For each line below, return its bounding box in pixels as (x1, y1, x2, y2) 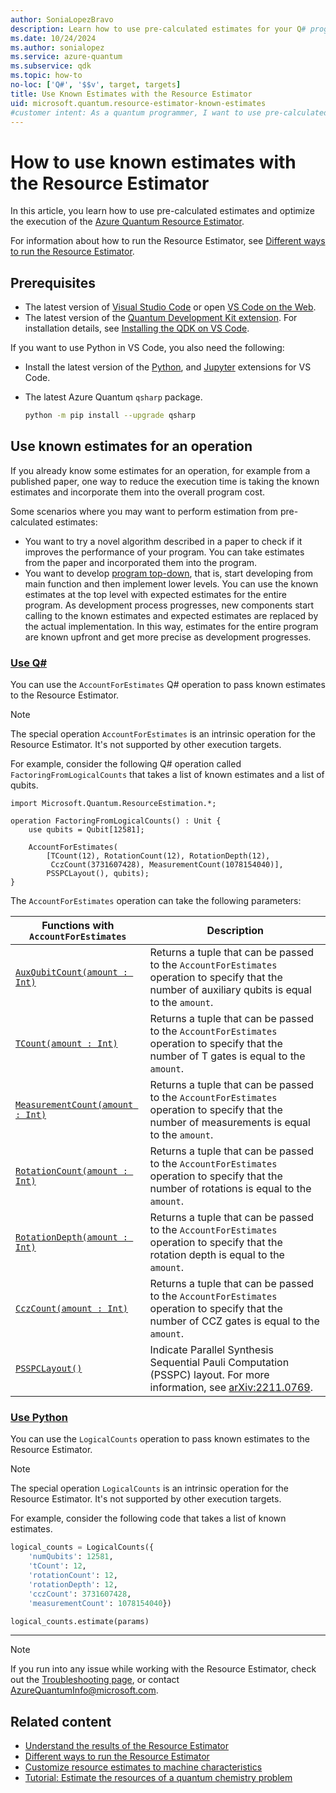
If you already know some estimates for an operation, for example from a (10, 464, 311, 476)
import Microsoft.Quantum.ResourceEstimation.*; (10, 799, 217, 809)
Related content (10, 1713, 112, 1730)
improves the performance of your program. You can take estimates (24, 546, 305, 558)
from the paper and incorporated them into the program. (24, 556, 258, 568)
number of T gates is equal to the (149, 1049, 306, 1063)
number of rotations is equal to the (149, 1182, 312, 1196)
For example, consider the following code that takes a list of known (10, 1512, 287, 1525)
